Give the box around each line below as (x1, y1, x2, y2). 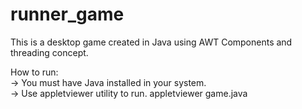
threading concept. (10, 46, 89, 58)
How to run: (10, 66, 59, 78)
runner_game (10, 3, 125, 26)
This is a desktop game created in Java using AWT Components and (10, 36, 293, 48)
